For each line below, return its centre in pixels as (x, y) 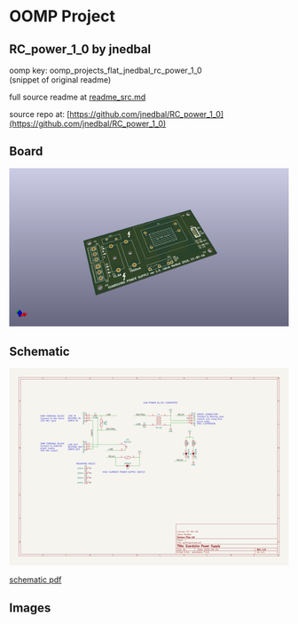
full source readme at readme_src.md (78, 97)
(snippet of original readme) (60, 80)
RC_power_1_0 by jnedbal (80, 49)
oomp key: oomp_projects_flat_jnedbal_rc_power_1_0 (106, 70)
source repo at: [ (39, 114)
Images (30, 608)
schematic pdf (35, 580)
